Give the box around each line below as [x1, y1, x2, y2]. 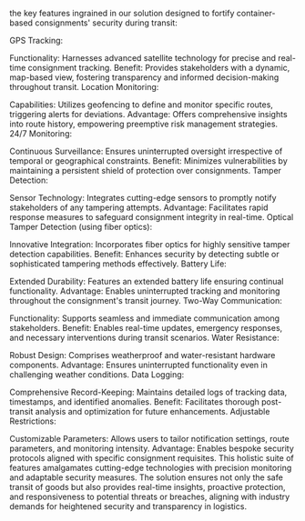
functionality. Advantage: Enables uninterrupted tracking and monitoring [9, 286, 280, 296]
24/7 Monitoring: [9, 128, 73, 139]
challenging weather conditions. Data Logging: [9, 369, 185, 380]
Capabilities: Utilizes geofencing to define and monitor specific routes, [9, 99, 273, 110]
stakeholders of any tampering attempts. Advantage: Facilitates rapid [9, 202, 269, 213]
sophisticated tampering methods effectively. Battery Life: [9, 258, 228, 269]
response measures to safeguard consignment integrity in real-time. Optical [9, 212, 294, 222]
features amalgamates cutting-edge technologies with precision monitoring [9, 463, 292, 473]
